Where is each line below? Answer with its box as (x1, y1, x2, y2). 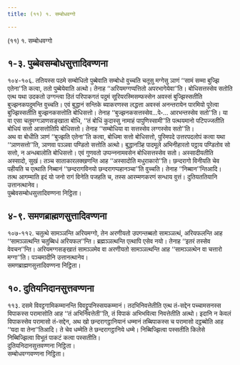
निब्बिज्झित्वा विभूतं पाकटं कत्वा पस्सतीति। (7, 334, 101, 342)
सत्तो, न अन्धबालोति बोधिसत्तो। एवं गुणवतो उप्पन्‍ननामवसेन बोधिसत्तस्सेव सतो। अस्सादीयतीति (7, 149, 214, 157)
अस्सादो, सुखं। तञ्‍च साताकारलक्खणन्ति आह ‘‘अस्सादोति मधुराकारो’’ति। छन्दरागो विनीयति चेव (7, 156, 220, 165)
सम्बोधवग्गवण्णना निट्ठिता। (7, 349, 66, 358)
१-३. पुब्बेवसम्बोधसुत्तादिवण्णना (7, 58, 109, 70)
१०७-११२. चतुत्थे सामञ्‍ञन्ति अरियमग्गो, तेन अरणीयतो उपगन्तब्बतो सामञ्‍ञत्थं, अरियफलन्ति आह (7, 229, 223, 238)
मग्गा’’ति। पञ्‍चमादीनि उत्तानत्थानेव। (7, 253, 89, 261)
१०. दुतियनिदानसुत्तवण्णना (7, 282, 94, 294)
